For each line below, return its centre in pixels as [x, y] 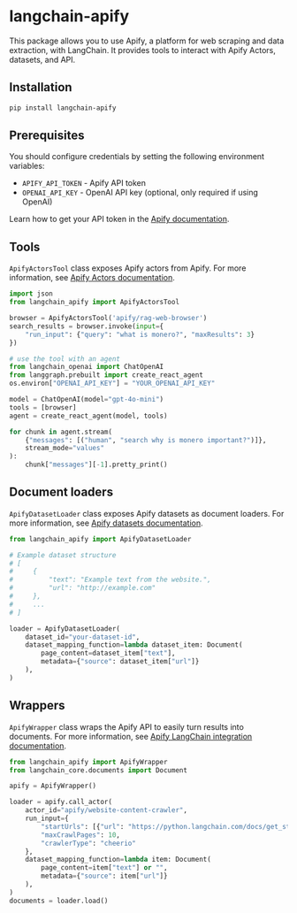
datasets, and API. [42, 59]
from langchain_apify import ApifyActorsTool [94, 303]
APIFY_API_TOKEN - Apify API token [84, 183]
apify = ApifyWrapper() [53, 786]
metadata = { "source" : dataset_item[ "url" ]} [120, 662]
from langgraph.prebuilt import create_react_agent [106, 375]
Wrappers [37, 706]
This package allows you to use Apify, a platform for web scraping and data [147, 41]
